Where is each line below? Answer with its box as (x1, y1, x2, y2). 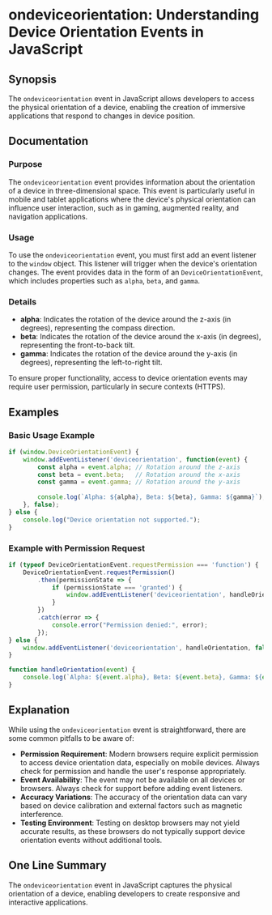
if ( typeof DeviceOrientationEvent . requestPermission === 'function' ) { (8, 560, 259, 568)
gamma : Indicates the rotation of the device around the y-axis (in (19, 349, 238, 359)
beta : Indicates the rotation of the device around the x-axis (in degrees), (19, 332, 261, 342)
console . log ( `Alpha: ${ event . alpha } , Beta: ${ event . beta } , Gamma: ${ (23, 674, 263, 682)
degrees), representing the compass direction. (19, 323, 176, 333)
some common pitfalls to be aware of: (8, 733, 135, 743)
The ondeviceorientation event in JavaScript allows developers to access (8, 94, 255, 103)
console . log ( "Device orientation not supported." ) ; (23, 516, 201, 524)
